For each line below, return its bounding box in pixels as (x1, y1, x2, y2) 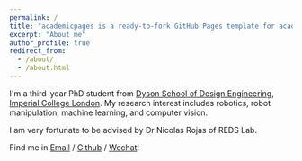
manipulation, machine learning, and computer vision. (9, 107, 209, 118)
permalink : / (9, 13, 58, 22)
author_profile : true (9, 38, 91, 48)
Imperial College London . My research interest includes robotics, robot (9, 97, 271, 108)
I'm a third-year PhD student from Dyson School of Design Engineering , (9, 87, 274, 99)
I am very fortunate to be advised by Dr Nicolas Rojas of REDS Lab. (9, 124, 258, 135)
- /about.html (17, 64, 70, 73)
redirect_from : (9, 47, 67, 56)
